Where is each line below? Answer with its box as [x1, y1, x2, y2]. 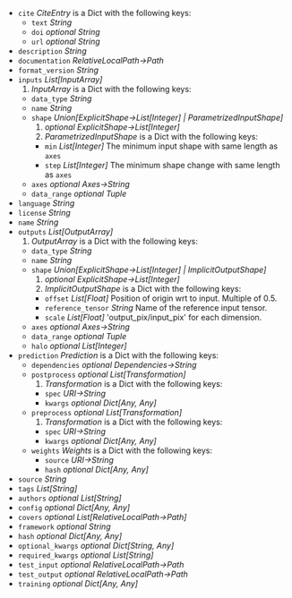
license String [17, 208, 72, 218]
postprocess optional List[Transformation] [30, 369, 186, 380]
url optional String [30, 36, 100, 47]
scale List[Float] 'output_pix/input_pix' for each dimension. [44, 312, 262, 322]
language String [17, 198, 75, 209]
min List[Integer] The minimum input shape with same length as [44, 141, 279, 151]
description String [17, 46, 87, 56]
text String [30, 17, 73, 28]
